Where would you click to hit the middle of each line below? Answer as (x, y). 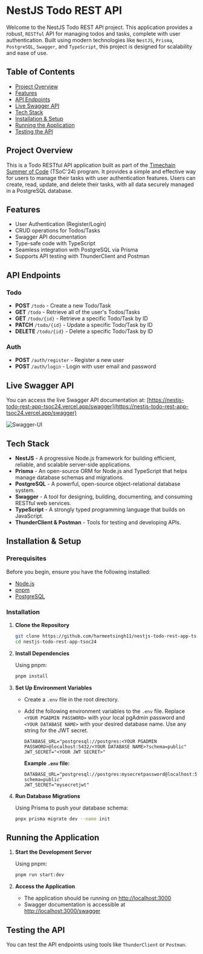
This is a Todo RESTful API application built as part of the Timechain (91, 165)
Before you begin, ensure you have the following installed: (79, 572)
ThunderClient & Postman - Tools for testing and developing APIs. (98, 522)
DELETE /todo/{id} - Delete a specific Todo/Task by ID (84, 331)
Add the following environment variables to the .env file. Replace (105, 711)
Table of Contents (41, 72)
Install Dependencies (42, 653)
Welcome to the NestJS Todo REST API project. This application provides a (99, 27)
